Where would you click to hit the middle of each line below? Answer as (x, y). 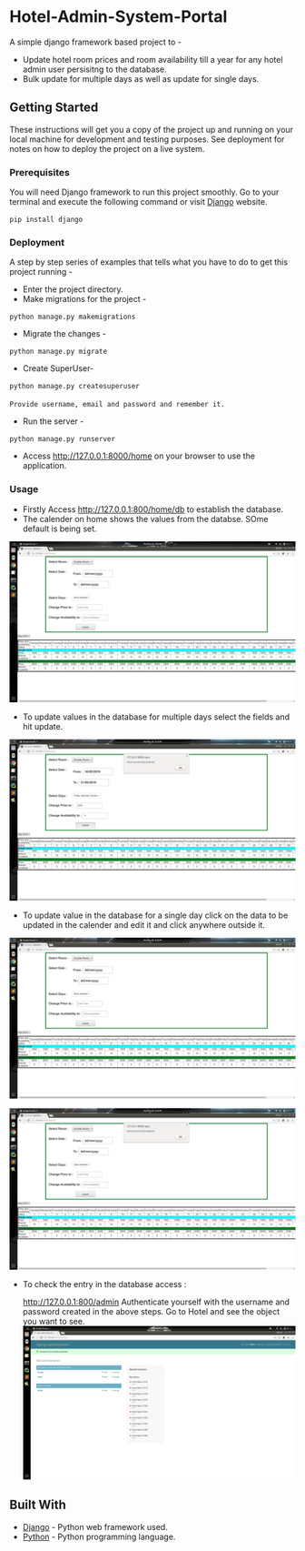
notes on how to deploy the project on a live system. (107, 148)
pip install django (46, 220)
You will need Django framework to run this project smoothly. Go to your (144, 192)
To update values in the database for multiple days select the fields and (156, 717)
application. (44, 466)
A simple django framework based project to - (95, 42)
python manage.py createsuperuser (75, 387)
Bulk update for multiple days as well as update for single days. (141, 78)
